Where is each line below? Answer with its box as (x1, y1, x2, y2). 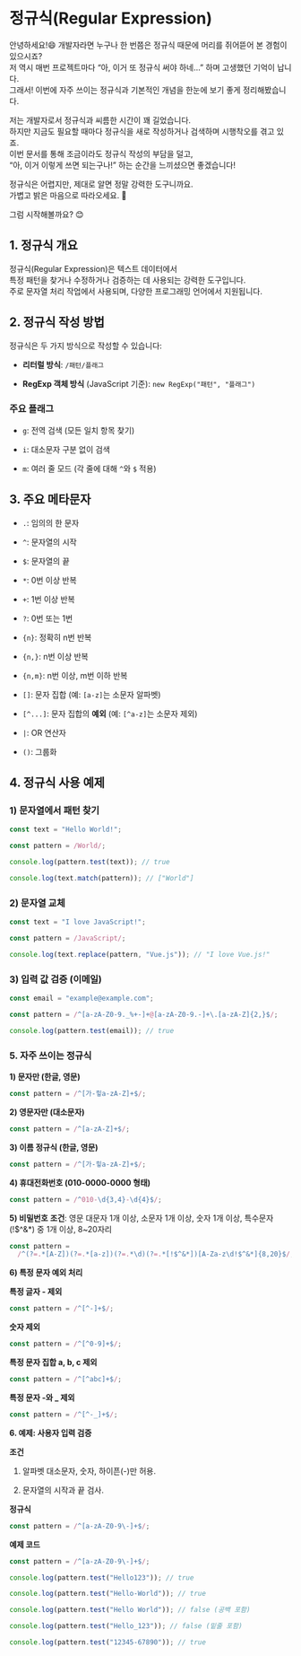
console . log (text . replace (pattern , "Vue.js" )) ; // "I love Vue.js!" (9, 950, 271, 959)
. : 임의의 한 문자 (21, 517, 80, 528)
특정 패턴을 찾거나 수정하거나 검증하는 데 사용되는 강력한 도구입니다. (9, 275, 246, 285)
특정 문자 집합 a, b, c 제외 (9, 1357, 98, 1367)
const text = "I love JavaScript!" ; (9, 917, 146, 927)
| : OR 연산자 (21, 727, 67, 738)
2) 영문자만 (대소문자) (9, 1106, 85, 1117)
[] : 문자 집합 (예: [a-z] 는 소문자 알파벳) (21, 688, 161, 700)
